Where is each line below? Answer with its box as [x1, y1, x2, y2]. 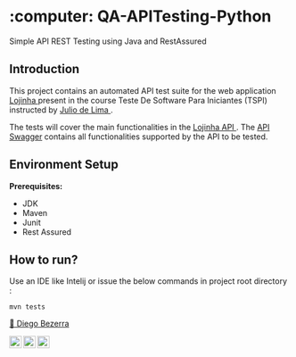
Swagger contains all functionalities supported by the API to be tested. [9, 131, 268, 142]
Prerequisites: [9, 180, 63, 191]
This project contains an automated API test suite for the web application [9, 85, 276, 95]
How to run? [9, 252, 78, 267]
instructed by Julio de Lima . [9, 104, 113, 115]
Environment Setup [9, 157, 119, 172]
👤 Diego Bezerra [9, 319, 70, 329]
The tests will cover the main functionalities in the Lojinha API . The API [9, 121, 270, 132]
